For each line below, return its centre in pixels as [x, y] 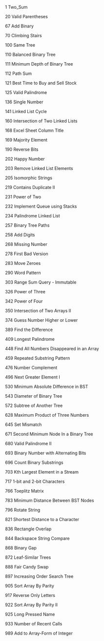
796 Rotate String [23, 510]
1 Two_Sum [16, 7]
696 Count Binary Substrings [34, 463]
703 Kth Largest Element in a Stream [42, 472]
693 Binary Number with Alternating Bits [46, 453]
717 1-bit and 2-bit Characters [35, 481]
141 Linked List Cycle [26, 111]
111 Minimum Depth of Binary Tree [39, 64]
